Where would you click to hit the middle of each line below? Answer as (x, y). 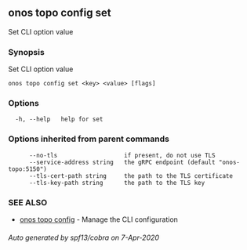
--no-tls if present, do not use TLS (122, 155)
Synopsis (26, 52)
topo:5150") (27, 169)
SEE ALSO (28, 202)
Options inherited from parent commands (89, 139)
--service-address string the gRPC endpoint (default (122, 162)
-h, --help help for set (59, 120)
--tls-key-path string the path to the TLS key (117, 183)
